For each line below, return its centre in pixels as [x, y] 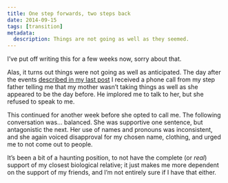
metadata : [21, 33]
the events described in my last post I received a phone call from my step [111, 79]
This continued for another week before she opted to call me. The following [114, 115]
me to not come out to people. [50, 144]
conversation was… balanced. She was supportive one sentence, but [105, 122]
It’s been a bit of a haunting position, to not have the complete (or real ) [107, 158]
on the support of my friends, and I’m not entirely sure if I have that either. [112, 173]
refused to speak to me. [41, 102]
